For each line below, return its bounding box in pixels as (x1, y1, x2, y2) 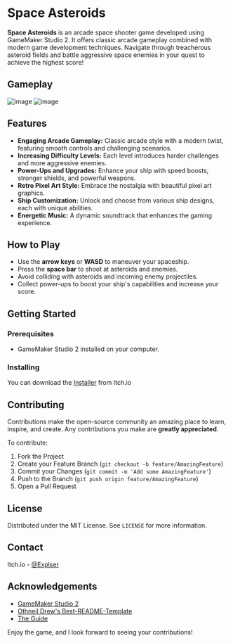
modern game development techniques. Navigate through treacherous (7, 43, 211, 51)
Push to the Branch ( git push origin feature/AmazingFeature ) (17, 475, 199, 483)
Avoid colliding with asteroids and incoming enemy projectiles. (17, 272, 199, 281)
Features (7, 117, 47, 129)
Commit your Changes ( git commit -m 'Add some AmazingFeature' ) (17, 467, 212, 476)
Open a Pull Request (17, 482, 77, 490)
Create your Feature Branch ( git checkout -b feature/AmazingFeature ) (17, 459, 224, 469)
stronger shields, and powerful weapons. (17, 174, 136, 182)
